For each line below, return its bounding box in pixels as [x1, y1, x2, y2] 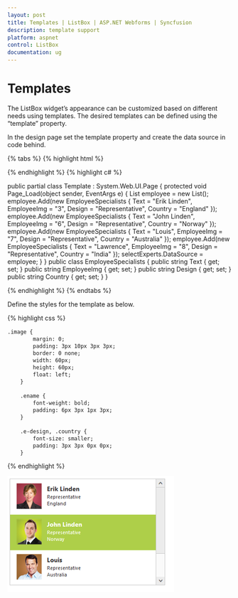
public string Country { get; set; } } [7, 272, 109, 281]
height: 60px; [33, 363, 75, 371]
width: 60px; [33, 356, 72, 364]
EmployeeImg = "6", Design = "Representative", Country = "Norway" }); [7, 219, 217, 228]
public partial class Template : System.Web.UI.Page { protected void [7, 181, 207, 190]
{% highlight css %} [7, 314, 66, 322]
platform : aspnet [7, 34, 59, 41]
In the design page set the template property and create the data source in [7, 132, 226, 142]
